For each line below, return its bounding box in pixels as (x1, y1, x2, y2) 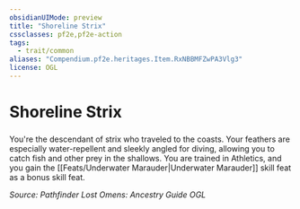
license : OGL (9, 64, 58, 73)
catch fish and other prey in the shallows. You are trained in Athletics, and (9, 152, 282, 163)
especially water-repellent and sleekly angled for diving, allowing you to (9, 143, 276, 153)
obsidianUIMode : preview (9, 13, 102, 22)
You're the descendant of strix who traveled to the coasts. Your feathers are (9, 134, 290, 144)
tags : (9, 38, 30, 48)
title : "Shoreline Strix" (9, 22, 106, 30)
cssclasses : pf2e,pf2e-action (9, 30, 123, 39)
